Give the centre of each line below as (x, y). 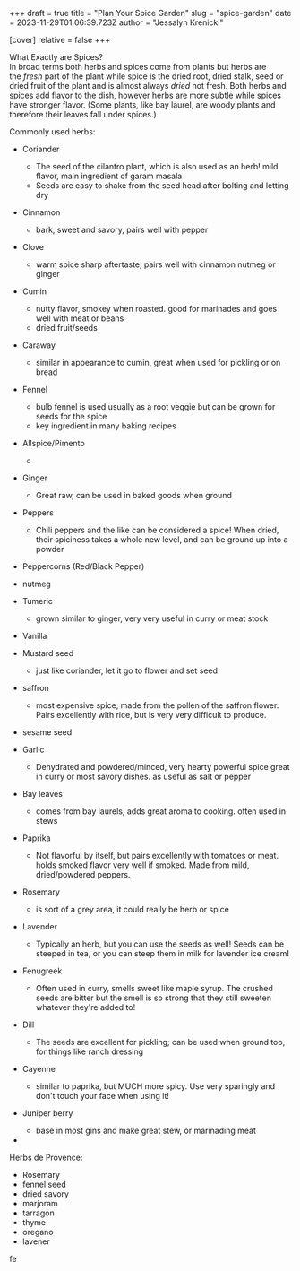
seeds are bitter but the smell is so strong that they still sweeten (153, 998)
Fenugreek (42, 971)
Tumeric (38, 601)
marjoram (40, 1203)
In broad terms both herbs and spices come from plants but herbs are (138, 67)
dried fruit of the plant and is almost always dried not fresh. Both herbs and (148, 86)
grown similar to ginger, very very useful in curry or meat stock (152, 618)
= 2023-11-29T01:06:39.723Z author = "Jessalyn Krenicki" (116, 22)
